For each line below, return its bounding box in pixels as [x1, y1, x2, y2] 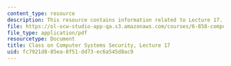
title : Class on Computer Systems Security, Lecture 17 [7, 42, 170, 49]
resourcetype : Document [7, 36, 76, 43]
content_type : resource [7, 10, 76, 17]
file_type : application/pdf [7, 29, 88, 36]
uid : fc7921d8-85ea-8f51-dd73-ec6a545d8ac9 [7, 49, 134, 56]
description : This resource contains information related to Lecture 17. [7, 16, 223, 23]
